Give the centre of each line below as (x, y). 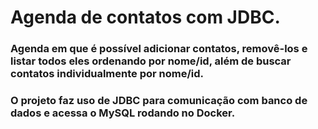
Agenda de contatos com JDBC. (145, 17)
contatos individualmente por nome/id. (107, 74)
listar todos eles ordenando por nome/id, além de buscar (151, 61)
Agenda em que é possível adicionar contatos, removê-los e (159, 49)
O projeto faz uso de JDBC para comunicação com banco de (159, 101)
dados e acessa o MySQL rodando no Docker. (123, 113)
